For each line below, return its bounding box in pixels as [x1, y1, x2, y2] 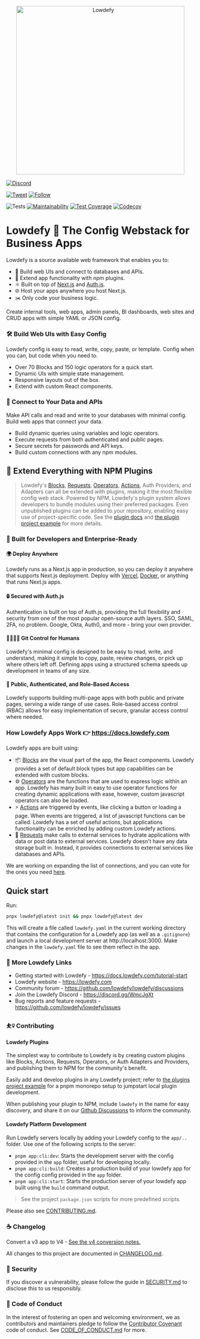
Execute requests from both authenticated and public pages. [14, 435, 164, 443]
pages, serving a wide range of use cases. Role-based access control [6, 700, 178, 708]
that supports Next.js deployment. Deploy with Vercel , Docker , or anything [6, 572, 189, 579]
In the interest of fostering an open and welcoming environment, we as [6, 1313, 180, 1320]
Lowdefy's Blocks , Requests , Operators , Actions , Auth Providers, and [20, 482, 192, 489]
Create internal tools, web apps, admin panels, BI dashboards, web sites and [6, 308, 195, 315]
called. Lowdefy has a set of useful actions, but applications [14, 819, 163, 826]
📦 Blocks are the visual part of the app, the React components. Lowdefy [14, 756, 194, 764]
